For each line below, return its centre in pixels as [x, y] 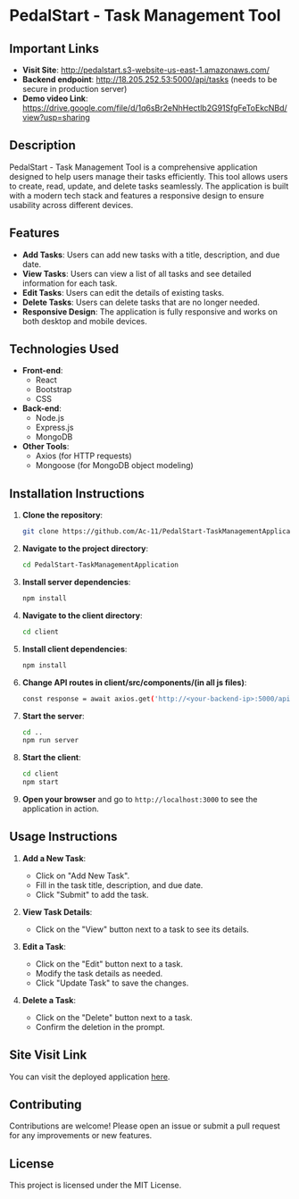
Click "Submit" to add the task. [92, 894]
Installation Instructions [77, 494]
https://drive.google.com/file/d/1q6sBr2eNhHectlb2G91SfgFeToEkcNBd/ [154, 108]
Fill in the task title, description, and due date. [119, 885]
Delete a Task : [49, 1000]
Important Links [54, 49]
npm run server [50, 741]
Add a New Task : [54, 858]
